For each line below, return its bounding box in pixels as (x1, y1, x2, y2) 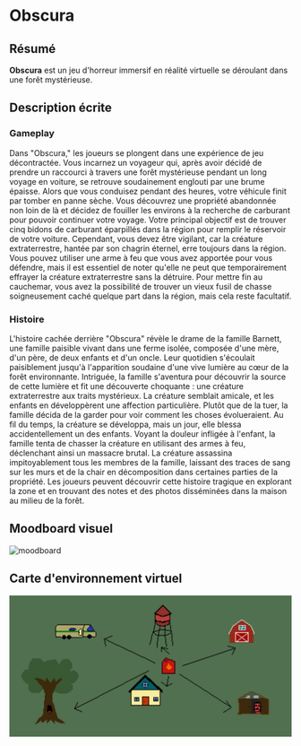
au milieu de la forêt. (9, 495, 85, 506)
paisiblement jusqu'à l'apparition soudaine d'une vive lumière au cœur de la (9, 361, 289, 372)
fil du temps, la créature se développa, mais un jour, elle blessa (9, 419, 242, 429)
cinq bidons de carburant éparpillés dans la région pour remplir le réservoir (9, 223, 287, 234)
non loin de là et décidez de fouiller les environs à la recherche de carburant (9, 204, 291, 215)
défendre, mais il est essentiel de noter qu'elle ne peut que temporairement (9, 262, 287, 273)
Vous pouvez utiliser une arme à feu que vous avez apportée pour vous (9, 252, 273, 263)
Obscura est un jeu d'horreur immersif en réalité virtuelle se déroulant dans (9, 65, 288, 75)
